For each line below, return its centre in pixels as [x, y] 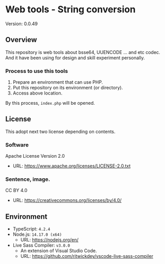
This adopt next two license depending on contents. [60, 131]
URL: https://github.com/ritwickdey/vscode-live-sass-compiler [87, 256]
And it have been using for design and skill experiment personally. [75, 58]
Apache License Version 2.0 [35, 156]
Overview [21, 40]
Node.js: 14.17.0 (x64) [37, 234]
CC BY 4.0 [16, 191]
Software [17, 145]
